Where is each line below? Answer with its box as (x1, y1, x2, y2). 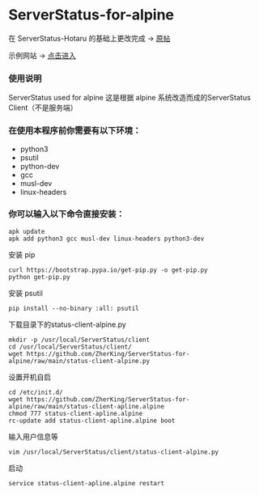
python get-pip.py (8, 273, 70, 281)
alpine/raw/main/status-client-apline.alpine (8, 402, 164, 410)
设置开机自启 (8, 372, 51, 382)
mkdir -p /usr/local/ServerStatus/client (8, 336, 151, 344)
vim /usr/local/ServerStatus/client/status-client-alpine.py (8, 447, 219, 456)
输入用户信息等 (8, 431, 58, 442)
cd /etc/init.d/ (8, 388, 63, 396)
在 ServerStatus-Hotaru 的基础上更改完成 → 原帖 (8, 33, 171, 43)
